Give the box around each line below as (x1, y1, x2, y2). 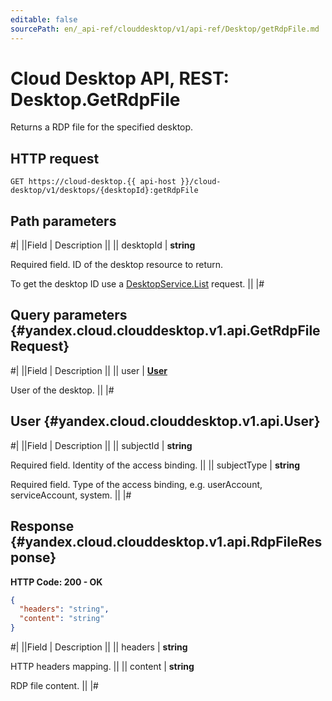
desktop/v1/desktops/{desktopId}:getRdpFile (10, 186, 199, 196)
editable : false (10, 14, 78, 25)
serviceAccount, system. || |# (10, 489, 132, 501)
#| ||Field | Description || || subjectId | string (10, 439, 193, 451)
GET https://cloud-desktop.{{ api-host (10, 177, 177, 187)
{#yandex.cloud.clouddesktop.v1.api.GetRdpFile (10, 322, 321, 340)
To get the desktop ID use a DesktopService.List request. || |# (10, 278, 265, 290)
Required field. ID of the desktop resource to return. (10, 259, 224, 271)
